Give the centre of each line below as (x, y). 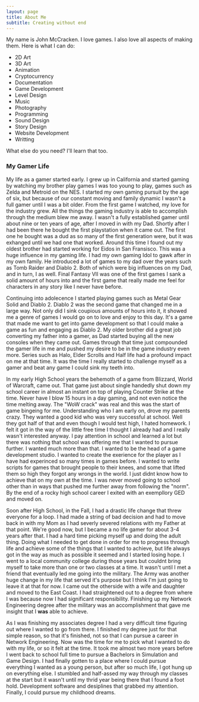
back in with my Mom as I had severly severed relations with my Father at (96, 523)
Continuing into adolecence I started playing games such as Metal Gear (94, 298)
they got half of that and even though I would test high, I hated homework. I (98, 423)
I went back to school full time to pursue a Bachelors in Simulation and (92, 654)
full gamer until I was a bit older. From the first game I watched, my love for (98, 204)
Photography (31, 108)
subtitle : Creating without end (46, 23)
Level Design (31, 95)
